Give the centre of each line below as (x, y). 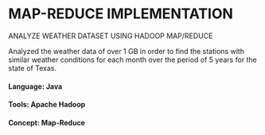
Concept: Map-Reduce (47, 122)
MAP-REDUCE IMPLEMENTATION (121, 14)
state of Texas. (33, 67)
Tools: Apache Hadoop (47, 105)
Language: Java (35, 86)
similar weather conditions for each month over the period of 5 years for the (132, 60)
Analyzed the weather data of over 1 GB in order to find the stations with (127, 51)
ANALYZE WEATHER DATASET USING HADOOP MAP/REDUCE (111, 36)
